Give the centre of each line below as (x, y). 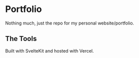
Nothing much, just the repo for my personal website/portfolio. (70, 23)
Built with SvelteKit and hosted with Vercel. (50, 50)
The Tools (21, 39)
